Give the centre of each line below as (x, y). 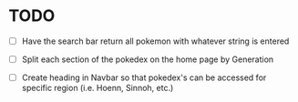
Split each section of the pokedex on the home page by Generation (148, 59)
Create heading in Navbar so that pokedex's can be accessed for (144, 77)
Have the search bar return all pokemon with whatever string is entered (155, 41)
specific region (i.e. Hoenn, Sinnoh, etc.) (98, 88)
